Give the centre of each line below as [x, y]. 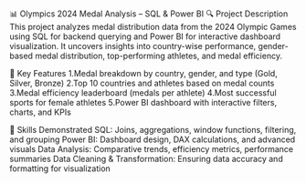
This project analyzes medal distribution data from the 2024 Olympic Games [153, 27]
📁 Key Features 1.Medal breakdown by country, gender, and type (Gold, [144, 73]
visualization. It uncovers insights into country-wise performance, [133, 46]
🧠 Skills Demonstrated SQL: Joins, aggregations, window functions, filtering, [153, 130]
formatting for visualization [60, 168]
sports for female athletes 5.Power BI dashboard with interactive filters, [143, 102]
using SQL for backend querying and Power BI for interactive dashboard [145, 36]
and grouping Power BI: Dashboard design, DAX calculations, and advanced [153, 139]
